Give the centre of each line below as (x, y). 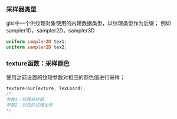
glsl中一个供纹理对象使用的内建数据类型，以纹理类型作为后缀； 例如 (88, 23)
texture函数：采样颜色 (38, 63)
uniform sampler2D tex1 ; (37, 42)
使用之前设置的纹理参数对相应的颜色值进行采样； (65, 77)
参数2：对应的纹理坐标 (29, 105)
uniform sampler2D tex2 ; (37, 47)
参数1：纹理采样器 (25, 100)
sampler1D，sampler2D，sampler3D (50, 31)
